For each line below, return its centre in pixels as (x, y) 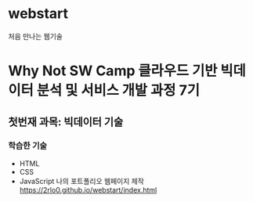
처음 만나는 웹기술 (35, 36)
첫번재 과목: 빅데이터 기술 (66, 122)
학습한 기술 (28, 146)
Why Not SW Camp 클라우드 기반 (113, 71)
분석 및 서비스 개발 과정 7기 (118, 90)
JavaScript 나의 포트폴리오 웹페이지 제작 (82, 181)
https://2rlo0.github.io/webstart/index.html (88, 189)
